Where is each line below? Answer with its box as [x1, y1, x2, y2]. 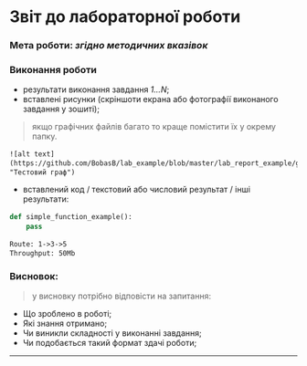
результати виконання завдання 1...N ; [22, 84, 170, 95]
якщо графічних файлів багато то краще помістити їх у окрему [31, 121, 277, 132]
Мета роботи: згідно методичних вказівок [9, 39, 208, 52]
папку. [31, 131, 58, 142]
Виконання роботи [9, 64, 98, 77]
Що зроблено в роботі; [22, 308, 112, 319]
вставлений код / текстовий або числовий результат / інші [22, 184, 251, 195]
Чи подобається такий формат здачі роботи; [22, 338, 197, 349]
